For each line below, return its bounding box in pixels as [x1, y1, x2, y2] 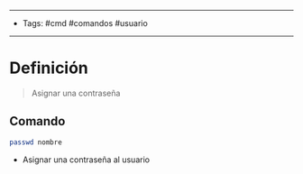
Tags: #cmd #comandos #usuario [22, 18, 149, 28]
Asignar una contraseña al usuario [22, 154, 151, 165]
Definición [9, 58, 88, 78]
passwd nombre [9, 137, 63, 147]
